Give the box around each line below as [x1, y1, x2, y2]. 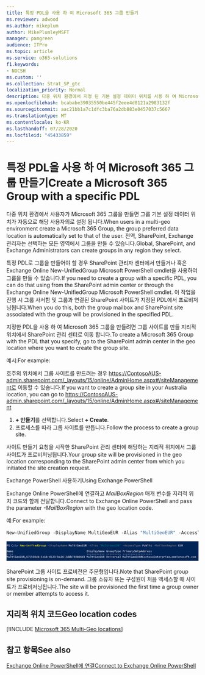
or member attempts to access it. [6, 590, 90, 597]
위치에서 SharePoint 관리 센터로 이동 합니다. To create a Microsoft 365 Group [6, 331, 194, 338]
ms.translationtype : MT [6, 113, 67, 119]
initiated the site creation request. [6, 464, 91, 472]
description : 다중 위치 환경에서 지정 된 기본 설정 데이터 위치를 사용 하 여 [6, 93, 177, 100]
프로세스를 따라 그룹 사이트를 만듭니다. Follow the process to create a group [15, 424, 199, 431]
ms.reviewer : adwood [6, 16, 59, 23]
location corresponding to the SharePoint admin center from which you [6, 458, 185, 465]
